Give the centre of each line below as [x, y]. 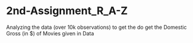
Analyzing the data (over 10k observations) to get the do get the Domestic [96, 27]
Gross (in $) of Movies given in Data [50, 33]
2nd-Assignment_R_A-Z [67, 11]
